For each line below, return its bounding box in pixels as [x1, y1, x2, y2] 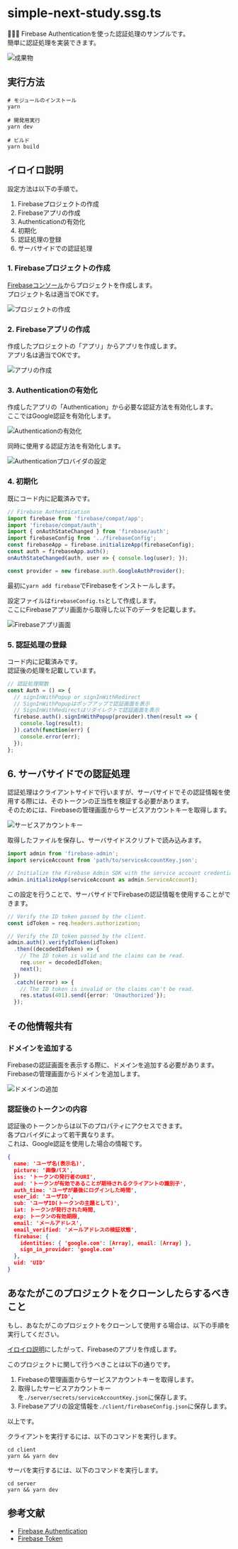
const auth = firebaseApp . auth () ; [7, 548, 110, 555]
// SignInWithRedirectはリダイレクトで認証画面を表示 [13, 707, 160, 714]
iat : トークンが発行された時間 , [13, 1206, 97, 1213]
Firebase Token [17, 1534, 63, 1543]
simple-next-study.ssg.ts [7, 5, 161, 21]
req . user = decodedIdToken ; [20, 959, 103, 966]
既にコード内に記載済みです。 [7, 494, 94, 503]
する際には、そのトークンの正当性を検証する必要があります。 [13, 797, 193, 805]
